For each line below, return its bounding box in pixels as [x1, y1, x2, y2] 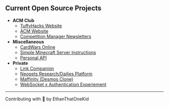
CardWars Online [20, 44, 56, 50]
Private [12, 60, 29, 66]
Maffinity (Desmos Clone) [20, 76, 73, 82]
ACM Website [20, 28, 49, 34]
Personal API [20, 55, 47, 61]
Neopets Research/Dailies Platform [20, 70, 93, 77]
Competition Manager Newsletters [20, 33, 92, 39]
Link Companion [20, 65, 54, 71]
